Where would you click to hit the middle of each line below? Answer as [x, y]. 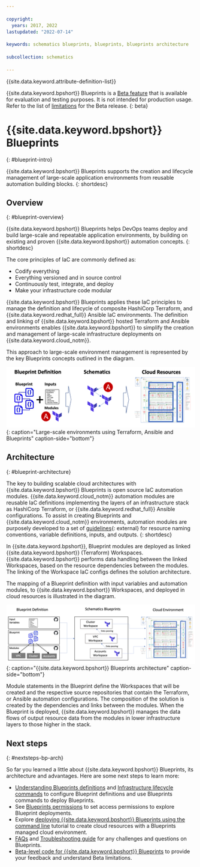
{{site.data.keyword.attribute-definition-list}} [61, 81]
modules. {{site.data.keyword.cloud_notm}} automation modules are [90, 496]
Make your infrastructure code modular [63, 290]
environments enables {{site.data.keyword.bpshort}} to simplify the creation [100, 328]
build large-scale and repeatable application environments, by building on [97, 235]
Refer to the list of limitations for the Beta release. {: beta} [77, 106]
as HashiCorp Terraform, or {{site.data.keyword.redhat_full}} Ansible [91, 509]
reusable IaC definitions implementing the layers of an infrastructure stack [98, 503]
